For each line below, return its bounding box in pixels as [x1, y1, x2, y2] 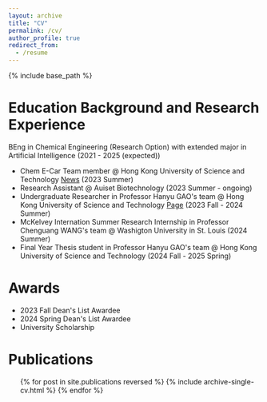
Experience [8, 116, 86, 134]
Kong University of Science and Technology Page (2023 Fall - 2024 [19, 200, 244, 209]
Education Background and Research [8, 99, 260, 117]
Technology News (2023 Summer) [19, 174, 134, 184]
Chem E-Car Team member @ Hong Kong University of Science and [19, 165, 245, 176]
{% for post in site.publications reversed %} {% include [19, 376, 202, 386]
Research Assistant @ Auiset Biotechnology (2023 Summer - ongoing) [19, 183, 253, 193]
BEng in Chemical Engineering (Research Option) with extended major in [8, 141, 247, 152]
